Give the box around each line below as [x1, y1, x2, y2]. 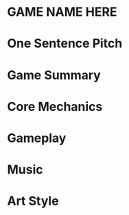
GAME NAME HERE [7, 4, 118, 20]
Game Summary [7, 67, 101, 83]
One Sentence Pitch [7, 36, 123, 52]
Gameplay [7, 130, 67, 145]
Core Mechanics [7, 99, 103, 114]
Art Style [7, 194, 60, 209]
